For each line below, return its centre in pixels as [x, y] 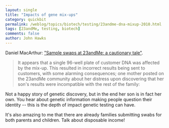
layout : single [21, 10]
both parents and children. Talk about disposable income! [65, 120]
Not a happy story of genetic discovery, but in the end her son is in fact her [83, 94]
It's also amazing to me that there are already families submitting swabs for [83, 114]
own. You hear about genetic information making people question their [79, 99]
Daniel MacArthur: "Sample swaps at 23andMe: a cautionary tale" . [74, 53]
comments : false [22, 34]
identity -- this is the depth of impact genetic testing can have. [70, 105]
